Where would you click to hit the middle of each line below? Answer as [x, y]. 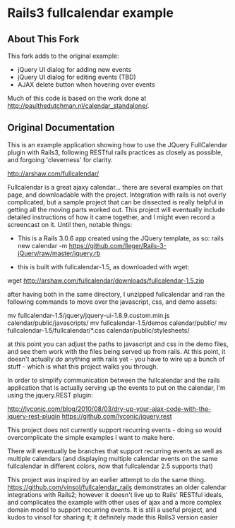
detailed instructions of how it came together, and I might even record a [111, 217]
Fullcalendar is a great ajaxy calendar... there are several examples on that [115, 187]
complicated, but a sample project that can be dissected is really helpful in [115, 202]
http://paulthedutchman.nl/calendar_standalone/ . [78, 106]
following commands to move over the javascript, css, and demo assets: [112, 302]
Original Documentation [61, 128]
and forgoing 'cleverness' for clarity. [60, 159]
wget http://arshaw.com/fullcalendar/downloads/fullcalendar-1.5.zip [106, 281]
